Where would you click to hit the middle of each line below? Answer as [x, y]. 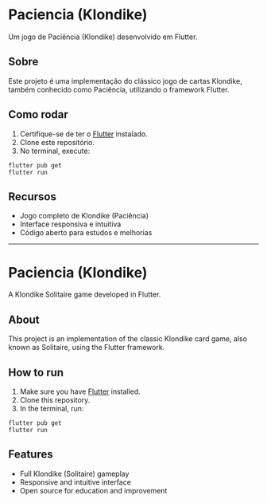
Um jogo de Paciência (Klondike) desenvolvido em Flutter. [103, 37]
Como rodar [39, 114]
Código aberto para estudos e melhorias [86, 233]
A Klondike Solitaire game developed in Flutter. [85, 295]
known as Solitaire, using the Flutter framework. [87, 348]
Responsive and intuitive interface [75, 482]
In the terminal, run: [52, 408]
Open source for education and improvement [93, 490]
